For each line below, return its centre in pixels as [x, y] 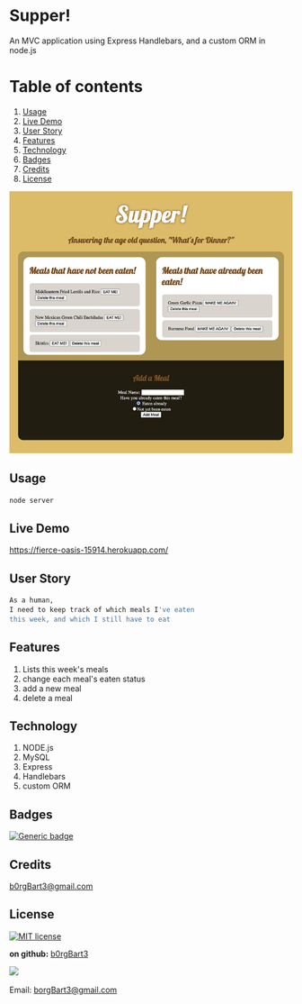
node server [31, 500]
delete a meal [48, 698]
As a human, [31, 600]
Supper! [40, 16]
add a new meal [52, 688]
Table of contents [76, 87]
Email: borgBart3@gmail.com [63, 990]
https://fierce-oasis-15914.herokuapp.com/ [89, 550]
